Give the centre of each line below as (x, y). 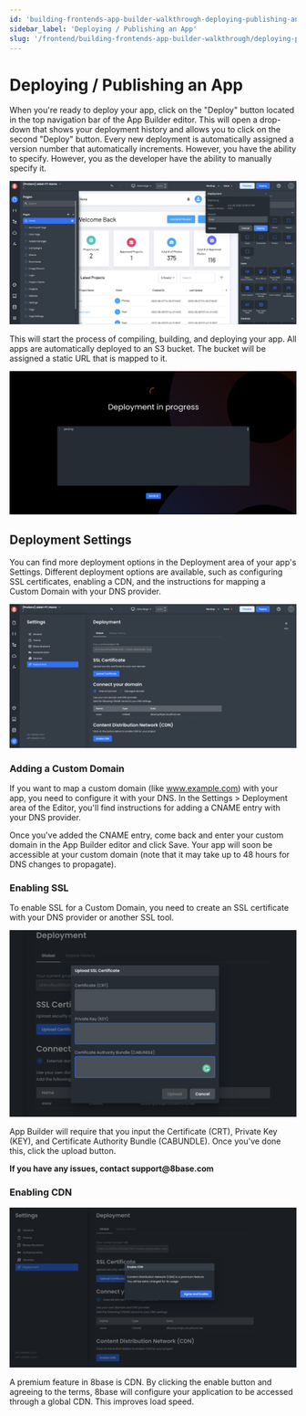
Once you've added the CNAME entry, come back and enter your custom (147, 835)
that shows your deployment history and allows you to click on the (156, 130)
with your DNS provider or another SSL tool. (92, 917)
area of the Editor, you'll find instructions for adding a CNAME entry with (145, 808)
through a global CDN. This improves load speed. (102, 1401)
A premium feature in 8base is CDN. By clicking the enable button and (141, 1382)
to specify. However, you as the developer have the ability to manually (141, 159)
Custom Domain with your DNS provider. (85, 591)
